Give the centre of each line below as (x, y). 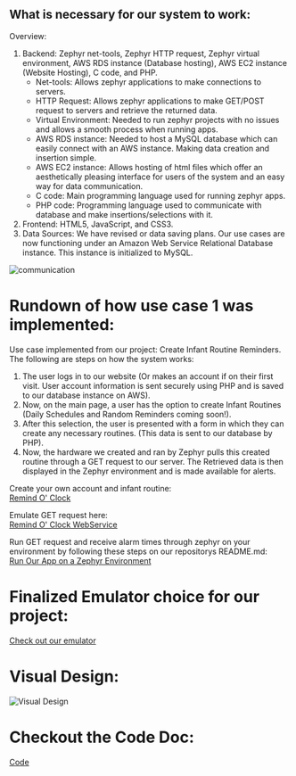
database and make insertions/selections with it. (124, 214)
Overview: (28, 36)
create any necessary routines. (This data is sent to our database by (148, 433)
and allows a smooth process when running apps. (127, 129)
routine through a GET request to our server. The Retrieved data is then (152, 461)
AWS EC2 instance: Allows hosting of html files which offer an (149, 167)
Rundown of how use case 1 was (132, 306)
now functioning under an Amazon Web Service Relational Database (148, 243)
